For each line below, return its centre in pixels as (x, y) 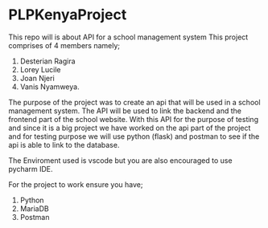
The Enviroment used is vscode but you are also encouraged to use (120, 160)
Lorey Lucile (40, 69)
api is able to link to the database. (64, 145)
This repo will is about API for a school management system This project (128, 37)
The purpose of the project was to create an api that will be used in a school (134, 102)
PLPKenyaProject (68, 15)
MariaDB (35, 208)
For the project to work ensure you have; (76, 184)
